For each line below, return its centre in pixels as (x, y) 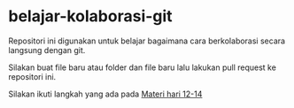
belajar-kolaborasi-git (91, 16)
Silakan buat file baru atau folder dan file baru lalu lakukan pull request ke (142, 67)
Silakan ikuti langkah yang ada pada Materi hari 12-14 (105, 94)
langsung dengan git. (47, 50)
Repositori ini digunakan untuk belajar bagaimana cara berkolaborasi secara (147, 41)
